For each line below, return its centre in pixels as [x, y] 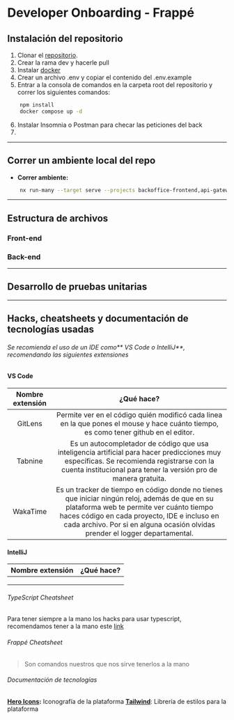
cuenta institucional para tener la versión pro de [140, 470]
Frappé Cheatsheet [35, 643]
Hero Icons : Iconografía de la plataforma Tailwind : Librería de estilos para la [117, 701]
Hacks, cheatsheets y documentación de [98, 319]
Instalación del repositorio [65, 39]
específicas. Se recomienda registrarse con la [139, 461]
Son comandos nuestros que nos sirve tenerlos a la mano [107, 664]
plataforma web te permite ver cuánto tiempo [140, 508]
